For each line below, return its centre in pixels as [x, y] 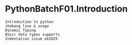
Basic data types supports [33, 34]
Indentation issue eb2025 [31, 39]
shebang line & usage [27, 26]
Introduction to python [29, 22]
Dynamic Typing [21, 30]
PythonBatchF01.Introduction [66, 9]
